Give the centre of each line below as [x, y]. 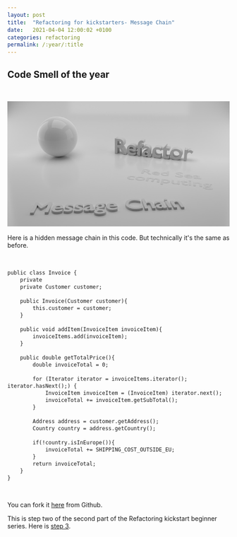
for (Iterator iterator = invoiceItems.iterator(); [110, 379]
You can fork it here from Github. [55, 505]
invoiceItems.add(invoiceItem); [80, 337]
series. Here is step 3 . [39, 526]
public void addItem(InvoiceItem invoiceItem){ [91, 330]
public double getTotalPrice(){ [67, 358]
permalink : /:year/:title [45, 45]
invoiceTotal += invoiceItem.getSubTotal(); [111, 400]
